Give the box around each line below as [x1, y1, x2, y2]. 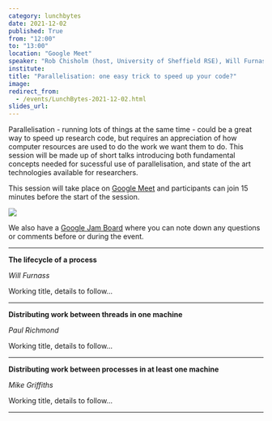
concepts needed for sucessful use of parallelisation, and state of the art [8, 159, 251, 169]
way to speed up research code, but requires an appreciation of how [8, 133, 237, 143]
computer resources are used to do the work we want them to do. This [8, 142, 244, 152]
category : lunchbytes [8, 11, 82, 20]
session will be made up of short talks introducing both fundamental [8, 151, 236, 161]
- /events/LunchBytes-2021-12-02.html [15, 95, 147, 103]
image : [8, 79, 31, 88]
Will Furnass [8, 271, 50, 281]
